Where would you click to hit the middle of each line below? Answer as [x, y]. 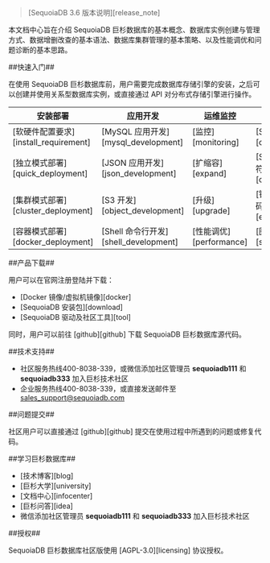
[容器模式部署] [40, 231]
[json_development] [139, 174]
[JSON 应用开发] [133, 163]
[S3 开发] [119, 200]
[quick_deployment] [50, 174]
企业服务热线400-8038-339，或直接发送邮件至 [98, 389]
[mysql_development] [143, 142]
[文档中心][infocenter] [56, 496]
